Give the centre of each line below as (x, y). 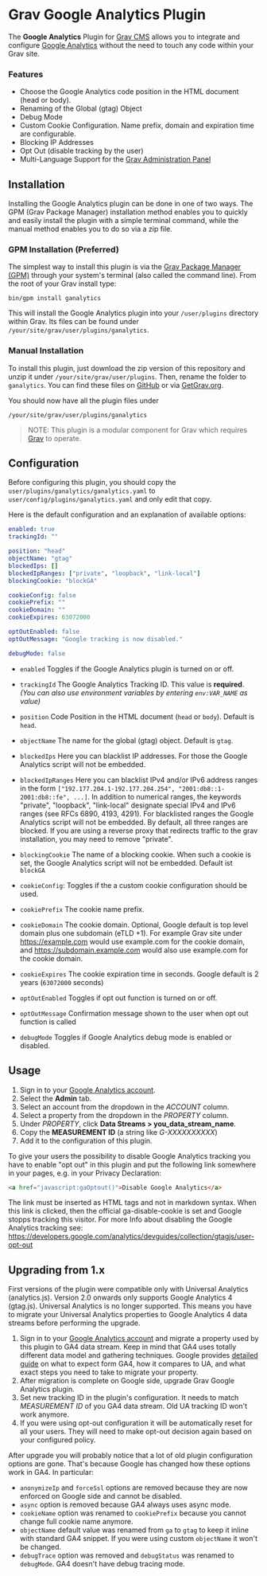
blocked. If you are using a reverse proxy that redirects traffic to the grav (139, 831)
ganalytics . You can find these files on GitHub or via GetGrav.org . (116, 385)
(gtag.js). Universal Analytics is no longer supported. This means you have (130, 1306)
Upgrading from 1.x (57, 1270)
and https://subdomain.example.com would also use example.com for (134, 950)
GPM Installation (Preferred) (64, 249)
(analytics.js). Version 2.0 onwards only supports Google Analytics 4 (120, 1298)
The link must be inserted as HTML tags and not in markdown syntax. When (132, 1203)
